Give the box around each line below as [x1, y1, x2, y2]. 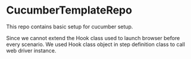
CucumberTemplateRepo [6, 4, 133, 17]
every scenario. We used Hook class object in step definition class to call [6, 41, 186, 48]
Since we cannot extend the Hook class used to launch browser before [6, 34, 180, 41]
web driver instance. [6, 47, 57, 54]
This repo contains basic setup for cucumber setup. [6, 23, 133, 30]
